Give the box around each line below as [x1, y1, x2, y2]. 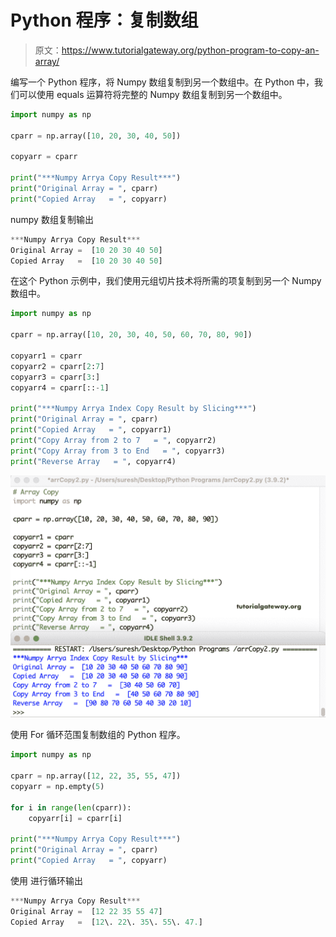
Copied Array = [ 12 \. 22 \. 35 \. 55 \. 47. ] [10, 917, 203, 927]
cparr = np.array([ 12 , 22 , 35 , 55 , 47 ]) [10, 771, 182, 781]
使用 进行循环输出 [10, 875, 83, 887]
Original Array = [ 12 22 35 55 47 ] [10, 906, 163, 916]
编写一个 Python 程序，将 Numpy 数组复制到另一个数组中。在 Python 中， [10, 76, 315, 88]
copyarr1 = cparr [10, 351, 83, 361]
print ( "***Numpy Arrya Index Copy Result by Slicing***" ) [10, 404, 257, 414]
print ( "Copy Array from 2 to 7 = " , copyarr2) [10, 435, 217, 445]
